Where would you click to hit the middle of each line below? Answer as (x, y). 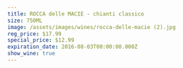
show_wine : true (31, 54)
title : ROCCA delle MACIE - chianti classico (76, 14)
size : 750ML (25, 21)
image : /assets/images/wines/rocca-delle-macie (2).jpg (91, 27)
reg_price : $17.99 (34, 34)
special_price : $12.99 (41, 40)
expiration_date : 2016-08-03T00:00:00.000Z (73, 47)
